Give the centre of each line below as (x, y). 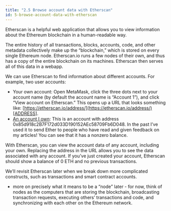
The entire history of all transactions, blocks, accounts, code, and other (80, 44)
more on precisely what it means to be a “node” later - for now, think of (87, 186)
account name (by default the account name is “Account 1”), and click (86, 97)
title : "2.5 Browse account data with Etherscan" (59, 10)
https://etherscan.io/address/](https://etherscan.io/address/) (88, 108)
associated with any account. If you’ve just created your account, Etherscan (85, 156)
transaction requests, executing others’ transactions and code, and (83, 197)
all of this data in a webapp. (34, 66)
